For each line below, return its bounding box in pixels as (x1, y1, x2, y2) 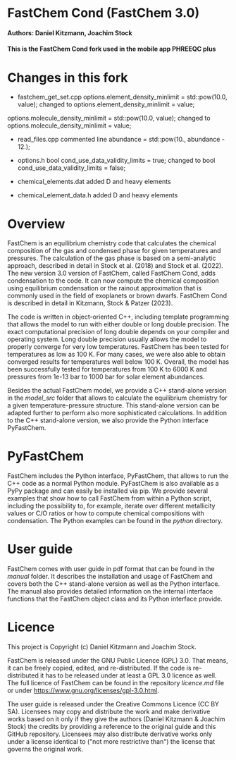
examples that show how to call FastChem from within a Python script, (7, 494, 212, 503)
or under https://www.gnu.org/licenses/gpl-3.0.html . (7, 686, 160, 695)
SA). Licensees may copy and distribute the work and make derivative (7, 707, 211, 716)
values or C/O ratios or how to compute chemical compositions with (7, 509, 204, 517)
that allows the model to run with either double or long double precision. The (7, 320, 230, 329)
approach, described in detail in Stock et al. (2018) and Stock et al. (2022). (7, 262, 223, 270)
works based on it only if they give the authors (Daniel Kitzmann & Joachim (7, 715, 225, 723)
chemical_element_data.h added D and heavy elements (17, 191, 178, 200)
